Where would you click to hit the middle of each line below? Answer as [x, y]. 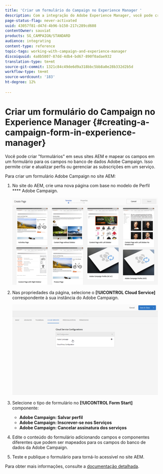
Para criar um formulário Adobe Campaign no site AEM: [60, 176]
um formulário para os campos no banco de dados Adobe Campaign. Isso [79, 161]
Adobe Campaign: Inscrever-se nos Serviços [65, 422]
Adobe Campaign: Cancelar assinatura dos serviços [73, 428]
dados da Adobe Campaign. [40, 448]
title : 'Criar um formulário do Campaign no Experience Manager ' [73, 10]
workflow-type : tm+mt [27, 72]
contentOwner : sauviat [28, 31]
